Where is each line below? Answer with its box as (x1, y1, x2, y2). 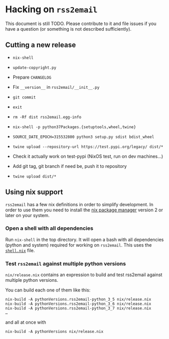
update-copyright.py (12, 65, 57, 70)
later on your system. (5, 212, 50, 218)
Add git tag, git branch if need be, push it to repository (12, 163, 127, 169)
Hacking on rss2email (5, 4, 98, 15)
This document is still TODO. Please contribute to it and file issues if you (5, 20, 157, 27)
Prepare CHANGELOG (12, 74, 52, 80)
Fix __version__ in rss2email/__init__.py (12, 84, 100, 90)
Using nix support (5, 188, 63, 197)
